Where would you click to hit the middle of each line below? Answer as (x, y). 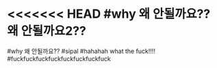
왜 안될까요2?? (47, 31)
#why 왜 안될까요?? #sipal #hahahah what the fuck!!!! (81, 51)
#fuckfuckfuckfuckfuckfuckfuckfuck (59, 58)
